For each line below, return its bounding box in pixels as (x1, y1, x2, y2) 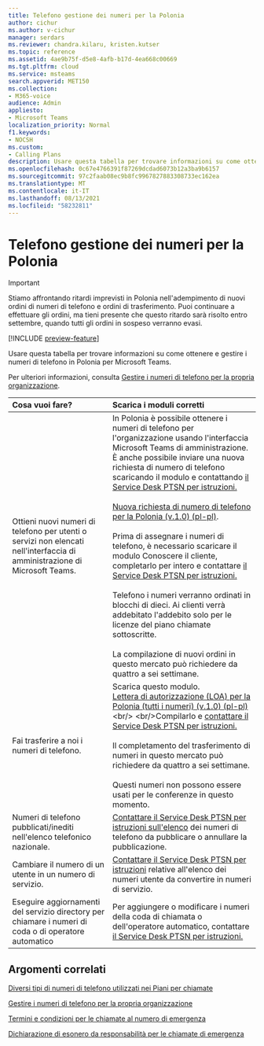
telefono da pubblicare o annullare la (112, 831, 247, 842)
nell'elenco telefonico (12, 831, 92, 842)
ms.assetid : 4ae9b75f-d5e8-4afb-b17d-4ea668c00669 (8, 56, 178, 64)
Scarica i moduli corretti (112, 400, 205, 411)
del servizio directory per (12, 906, 105, 917)
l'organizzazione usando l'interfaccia (112, 433, 249, 444)
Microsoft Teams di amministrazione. (112, 442, 249, 453)
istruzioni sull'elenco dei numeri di (112, 822, 239, 833)
